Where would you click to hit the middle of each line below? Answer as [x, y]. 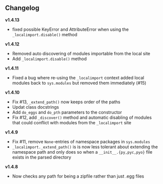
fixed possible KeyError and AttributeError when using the [70, 29]
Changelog [22, 8]
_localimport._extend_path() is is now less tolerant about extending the [85, 147]
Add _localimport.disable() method [49, 59]
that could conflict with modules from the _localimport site [71, 122]
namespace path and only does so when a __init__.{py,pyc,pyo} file [82, 152]
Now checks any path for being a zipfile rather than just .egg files [78, 176]
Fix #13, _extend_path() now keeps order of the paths [66, 102]
